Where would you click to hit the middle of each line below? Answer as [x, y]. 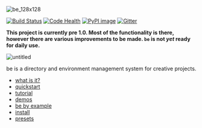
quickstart [27, 87]
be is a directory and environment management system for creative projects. [101, 69]
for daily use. [23, 45]
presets [24, 118]
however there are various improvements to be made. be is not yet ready [99, 39]
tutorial [24, 93]
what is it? [27, 80]
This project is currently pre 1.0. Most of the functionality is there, [90, 32]
